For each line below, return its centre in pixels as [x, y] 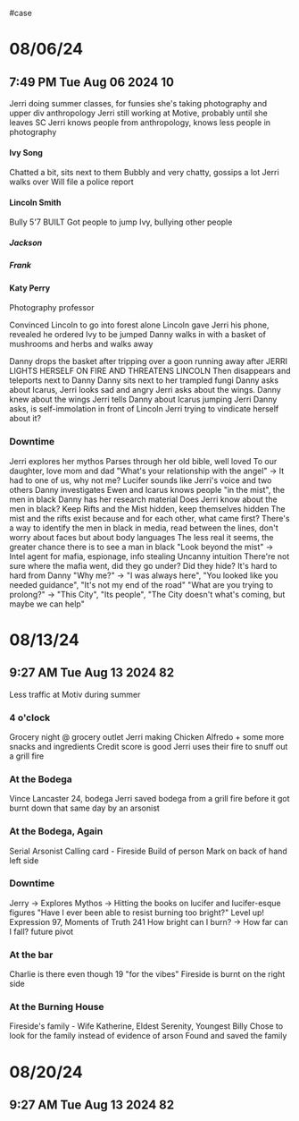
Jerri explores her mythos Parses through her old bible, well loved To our [143, 461]
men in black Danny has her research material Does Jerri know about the [144, 499]
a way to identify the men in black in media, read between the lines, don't [144, 528]
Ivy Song [26, 152]
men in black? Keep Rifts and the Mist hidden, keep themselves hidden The [147, 508]
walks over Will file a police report [71, 182]
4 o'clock [30, 718]
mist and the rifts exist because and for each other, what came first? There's [149, 518]
